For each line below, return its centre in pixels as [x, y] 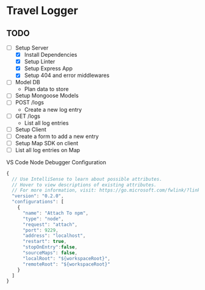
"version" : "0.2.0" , [38, 196]
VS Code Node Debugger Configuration [56, 162]
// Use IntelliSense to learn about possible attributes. [87, 179]
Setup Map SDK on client [47, 143]
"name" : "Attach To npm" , [55, 213]
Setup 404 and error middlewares [67, 75]
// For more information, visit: [54, 190]
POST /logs [30, 103]
